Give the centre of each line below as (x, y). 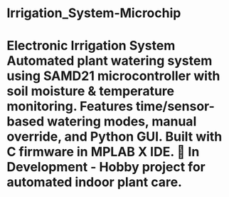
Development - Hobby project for (106, 167)
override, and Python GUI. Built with (114, 137)
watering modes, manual (122, 122)
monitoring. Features (70, 107)
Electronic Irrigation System (91, 46)
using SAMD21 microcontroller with (113, 76)
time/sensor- (175, 107)
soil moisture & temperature (91, 91)
